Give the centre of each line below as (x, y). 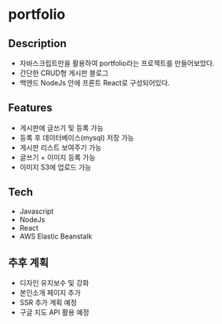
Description (37, 44)
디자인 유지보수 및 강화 (54, 283)
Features (30, 108)
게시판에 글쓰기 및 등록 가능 (62, 128)
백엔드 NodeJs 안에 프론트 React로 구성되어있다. (95, 83)
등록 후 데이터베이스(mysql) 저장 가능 (77, 137)
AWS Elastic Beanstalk (56, 236)
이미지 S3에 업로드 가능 (55, 167)
